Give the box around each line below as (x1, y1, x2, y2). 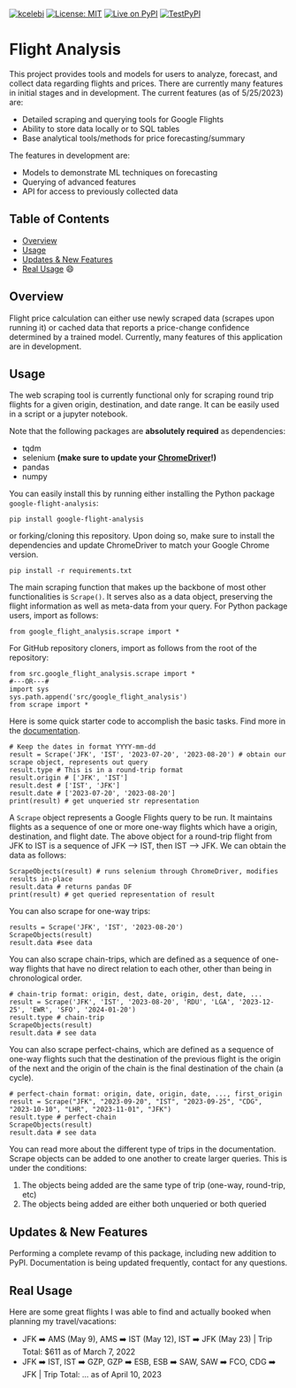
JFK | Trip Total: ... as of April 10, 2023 (21, 1369, 162, 1379)
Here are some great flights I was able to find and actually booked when (9, 1307, 271, 1317)
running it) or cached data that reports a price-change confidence (9, 322, 250, 332)
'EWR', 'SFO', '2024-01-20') (28, 1005, 137, 1014)
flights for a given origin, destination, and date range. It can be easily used (9, 399, 280, 410)
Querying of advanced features (21, 176, 137, 187)
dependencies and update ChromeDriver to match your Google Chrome (9, 540, 270, 551)
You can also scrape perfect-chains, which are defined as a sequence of (9, 1044, 274, 1055)
